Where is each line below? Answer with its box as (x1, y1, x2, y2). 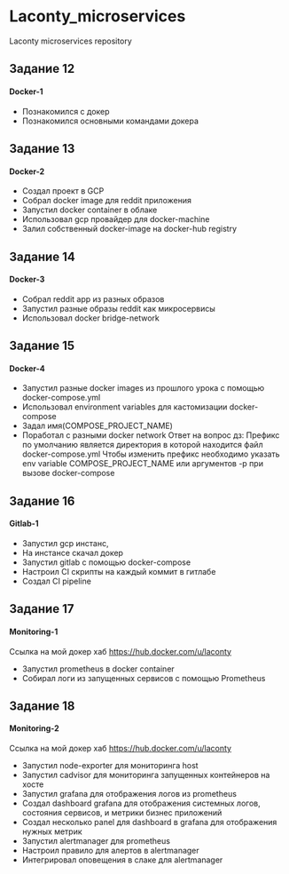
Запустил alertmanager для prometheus (21, 836, 171, 846)
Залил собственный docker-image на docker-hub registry (21, 224, 238, 234)
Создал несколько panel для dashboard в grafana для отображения (21, 817, 277, 828)
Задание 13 (9, 140, 75, 156)
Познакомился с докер (21, 106, 110, 116)
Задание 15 (9, 338, 75, 354)
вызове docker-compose (21, 468, 115, 479)
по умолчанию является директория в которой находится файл (21, 440, 263, 450)
